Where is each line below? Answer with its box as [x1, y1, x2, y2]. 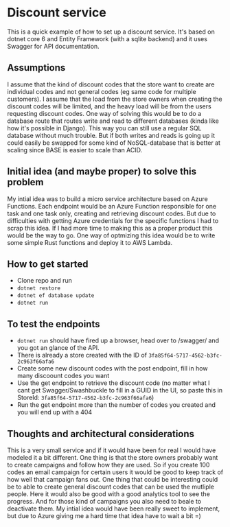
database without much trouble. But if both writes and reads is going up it [7, 131, 215, 139]
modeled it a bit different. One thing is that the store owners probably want [7, 454, 218, 461]
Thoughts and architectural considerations [7, 428, 194, 440]
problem [7, 176, 44, 188]
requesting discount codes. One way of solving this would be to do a [7, 109, 202, 117]
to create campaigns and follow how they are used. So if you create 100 [7, 461, 210, 469]
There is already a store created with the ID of [16, 351, 148, 360]
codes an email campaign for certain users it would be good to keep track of [7, 468, 224, 476]
